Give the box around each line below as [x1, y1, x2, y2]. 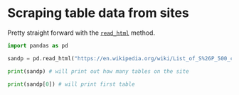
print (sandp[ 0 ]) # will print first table [7, 80, 135, 88]
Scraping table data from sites [7, 5, 190, 21]
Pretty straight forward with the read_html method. [7, 28, 155, 37]
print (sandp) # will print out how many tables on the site [7, 67, 190, 75]
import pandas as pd [7, 42, 69, 49]
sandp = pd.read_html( [7, 55, 75, 62]
